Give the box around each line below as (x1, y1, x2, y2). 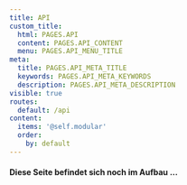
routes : (9, 97, 39, 106)
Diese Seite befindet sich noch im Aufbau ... (9, 167, 178, 178)
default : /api (17, 106, 70, 115)
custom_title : (9, 22, 63, 31)
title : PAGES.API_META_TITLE (17, 64, 127, 73)
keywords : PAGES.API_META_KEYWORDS (17, 72, 152, 81)
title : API (9, 13, 51, 23)
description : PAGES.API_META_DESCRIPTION (17, 80, 176, 89)
